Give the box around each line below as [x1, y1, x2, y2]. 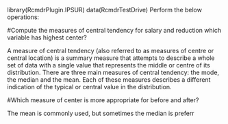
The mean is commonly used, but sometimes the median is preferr [7, 109, 194, 117]
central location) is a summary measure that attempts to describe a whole [7, 54, 215, 62]
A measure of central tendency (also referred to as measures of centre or [7, 47, 214, 55]
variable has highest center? [7, 33, 87, 42]
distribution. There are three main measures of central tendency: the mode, [7, 68, 220, 76]
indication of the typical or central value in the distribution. [7, 83, 172, 91]
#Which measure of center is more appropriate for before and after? [7, 96, 199, 104]
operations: [7, 13, 40, 21]
